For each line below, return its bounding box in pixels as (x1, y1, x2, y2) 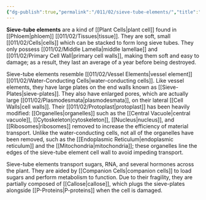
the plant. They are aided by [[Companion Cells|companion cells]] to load (6, 167, 192, 174)
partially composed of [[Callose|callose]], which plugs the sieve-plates (6, 180, 185, 187)
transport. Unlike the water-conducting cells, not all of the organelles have (6, 129, 194, 136)
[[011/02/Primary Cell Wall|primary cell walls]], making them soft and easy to (6, 52, 199, 59)
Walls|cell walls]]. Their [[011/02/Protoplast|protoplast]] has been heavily (6, 102, 190, 110)
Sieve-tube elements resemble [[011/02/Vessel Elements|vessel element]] (6, 70, 193, 77)
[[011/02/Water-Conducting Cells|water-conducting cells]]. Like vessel (6, 77, 185, 84)
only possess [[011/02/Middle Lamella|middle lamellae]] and (6, 45, 158, 53)
